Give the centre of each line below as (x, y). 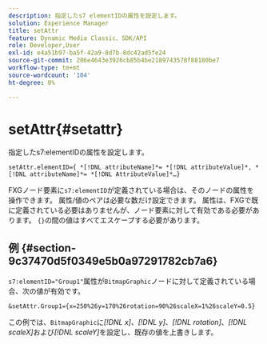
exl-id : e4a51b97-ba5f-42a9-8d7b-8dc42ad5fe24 (87, 53)
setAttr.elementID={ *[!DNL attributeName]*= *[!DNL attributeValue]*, (130, 168)
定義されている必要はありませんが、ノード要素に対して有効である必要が (134, 210)
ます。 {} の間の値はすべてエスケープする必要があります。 (110, 220)
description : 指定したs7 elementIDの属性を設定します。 (95, 16)
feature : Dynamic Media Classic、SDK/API (78, 38)
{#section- (49, 248)
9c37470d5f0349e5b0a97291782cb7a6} (113, 261)
